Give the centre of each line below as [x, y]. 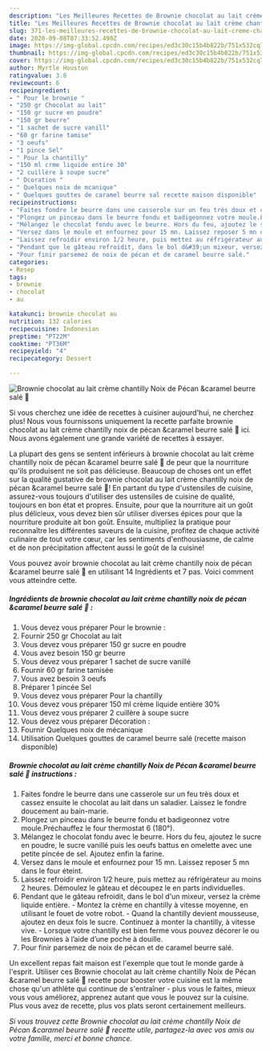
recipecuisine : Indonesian [54, 329]
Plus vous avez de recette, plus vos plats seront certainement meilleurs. [128, 1005]
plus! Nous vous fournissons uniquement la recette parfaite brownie [121, 421]
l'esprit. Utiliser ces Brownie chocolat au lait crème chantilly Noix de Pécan [133, 972]
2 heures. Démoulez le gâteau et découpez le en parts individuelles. [133, 887]
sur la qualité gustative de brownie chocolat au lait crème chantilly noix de [131, 479]
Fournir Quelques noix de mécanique [82, 729]
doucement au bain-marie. [64, 811]
